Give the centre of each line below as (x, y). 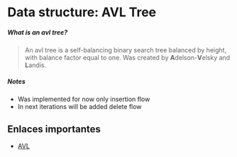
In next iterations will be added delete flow (79, 107)
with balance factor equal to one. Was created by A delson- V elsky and (127, 58)
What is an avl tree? (38, 32)
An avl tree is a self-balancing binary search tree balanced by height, (126, 50)
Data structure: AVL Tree (82, 12)
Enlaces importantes (54, 129)
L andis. (35, 65)
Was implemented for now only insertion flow (84, 99)
